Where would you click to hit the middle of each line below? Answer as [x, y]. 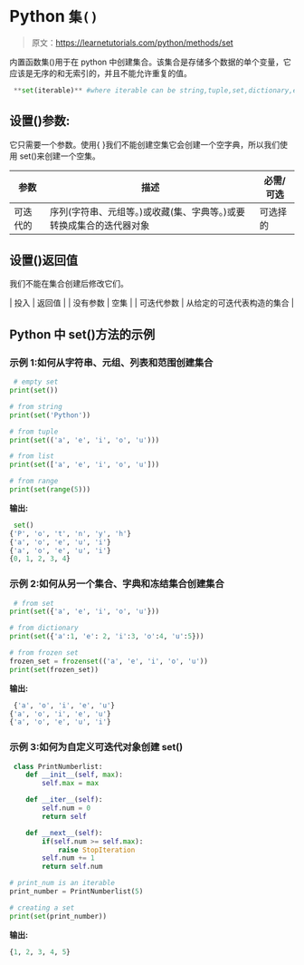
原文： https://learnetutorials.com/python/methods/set [132, 43]
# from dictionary [44, 628]
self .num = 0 [66, 808]
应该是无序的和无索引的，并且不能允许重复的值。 [100, 73]
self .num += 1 [68, 858]
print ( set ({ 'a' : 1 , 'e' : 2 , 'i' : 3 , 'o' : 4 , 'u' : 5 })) [107, 637]
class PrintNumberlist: [58, 766]
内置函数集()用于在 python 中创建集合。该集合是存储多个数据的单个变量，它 [150, 62]
